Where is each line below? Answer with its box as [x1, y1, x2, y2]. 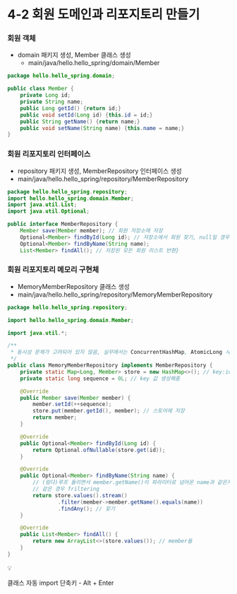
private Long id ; [20, 92, 71, 99]
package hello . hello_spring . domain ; [7, 72, 115, 80]
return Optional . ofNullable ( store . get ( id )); [32, 446, 166, 453]
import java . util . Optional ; [7, 208, 90, 215]
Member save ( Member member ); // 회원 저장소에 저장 [20, 227, 164, 234]
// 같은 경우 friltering [32, 485, 100, 493]
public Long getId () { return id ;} [20, 105, 121, 112]
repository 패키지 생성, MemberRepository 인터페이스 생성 [17, 167, 182, 175]
